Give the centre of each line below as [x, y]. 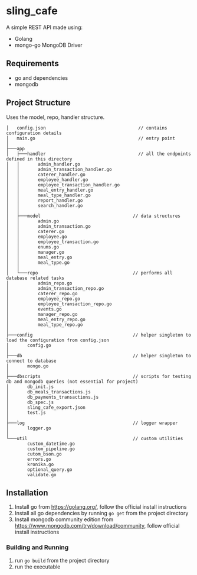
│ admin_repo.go [39, 283]
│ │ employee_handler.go [47, 180]
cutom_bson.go [45, 454]
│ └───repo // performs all [89, 273]
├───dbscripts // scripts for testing [99, 376]
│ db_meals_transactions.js [49, 392]
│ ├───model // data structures [93, 216]
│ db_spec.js [30, 402]
